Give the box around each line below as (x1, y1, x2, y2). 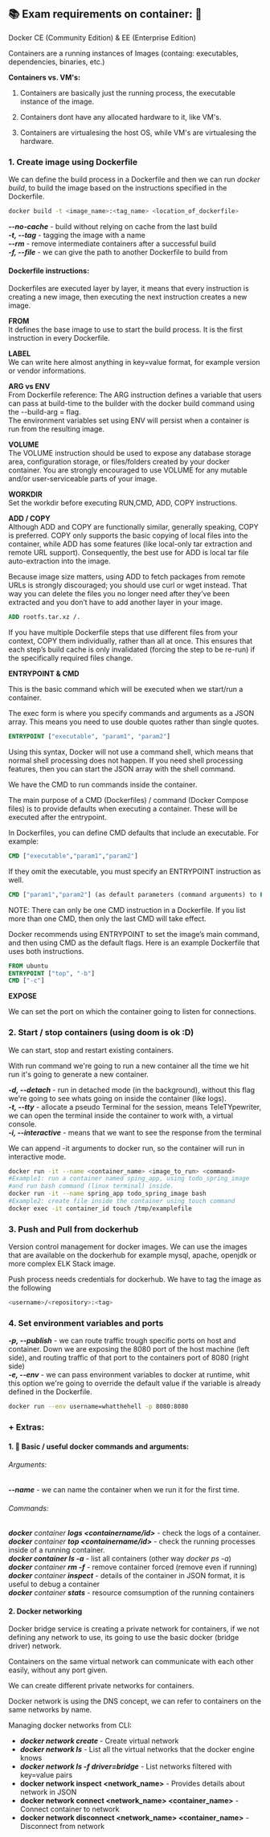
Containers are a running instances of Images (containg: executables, (8, 48, 239, 58)
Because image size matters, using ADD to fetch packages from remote (8, 572, 246, 582)
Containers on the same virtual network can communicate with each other (8, 1657, 255, 1667)
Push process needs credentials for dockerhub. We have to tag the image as (8, 1274, 262, 1284)
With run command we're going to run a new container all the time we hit (8, 1061, 249, 1070)
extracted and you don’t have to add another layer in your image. (8, 598, 223, 608)
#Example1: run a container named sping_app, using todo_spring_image (8, 1175, 250, 1183)
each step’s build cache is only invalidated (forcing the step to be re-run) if (8, 644, 256, 654)
